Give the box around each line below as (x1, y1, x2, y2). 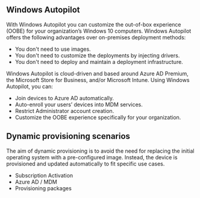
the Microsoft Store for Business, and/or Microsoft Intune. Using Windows (6, 76, 190, 83)
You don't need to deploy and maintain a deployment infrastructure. (14, 58, 184, 65)
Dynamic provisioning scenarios (6, 131, 131, 141)
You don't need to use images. (14, 45, 92, 53)
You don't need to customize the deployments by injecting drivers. (14, 51, 180, 59)
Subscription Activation (14, 171, 73, 179)
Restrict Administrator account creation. (14, 107, 114, 114)
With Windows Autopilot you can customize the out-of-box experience (6, 21, 182, 28)
